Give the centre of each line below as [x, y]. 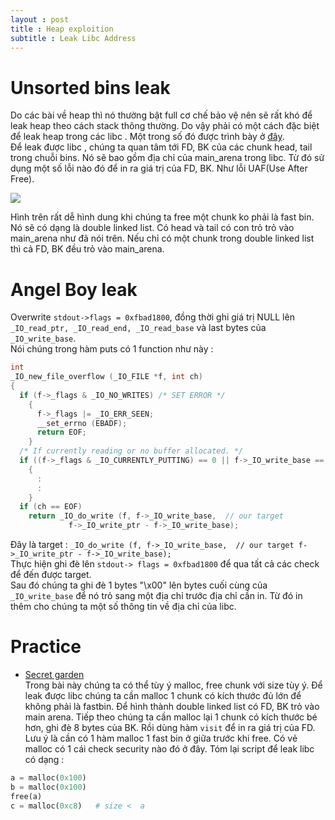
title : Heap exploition [62, 29]
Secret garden [54, 674]
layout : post [40, 19]
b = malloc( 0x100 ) [48, 787]
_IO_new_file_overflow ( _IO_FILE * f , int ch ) [106, 377]
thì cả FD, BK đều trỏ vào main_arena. [87, 249]
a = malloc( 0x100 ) [48, 777]
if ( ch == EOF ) [51, 507]
